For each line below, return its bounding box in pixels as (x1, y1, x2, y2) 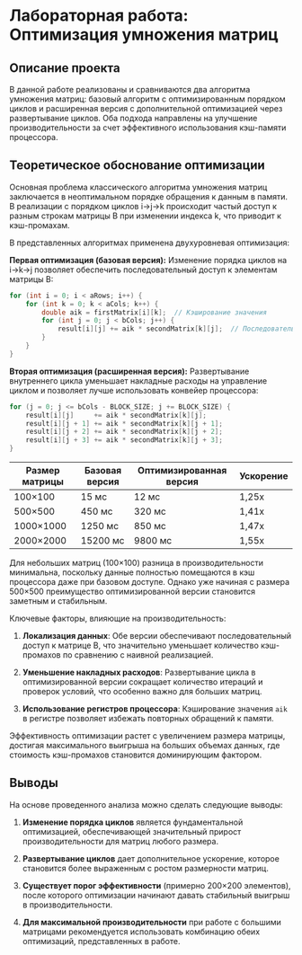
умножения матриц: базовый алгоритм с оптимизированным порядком (9, 93, 286, 104)
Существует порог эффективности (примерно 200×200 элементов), (22, 880, 291, 890)
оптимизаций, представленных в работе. (22, 935, 181, 946)
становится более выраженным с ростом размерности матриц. (22, 862, 270, 873)
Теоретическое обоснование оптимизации (9, 158, 265, 173)
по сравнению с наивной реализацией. (62, 650, 214, 660)
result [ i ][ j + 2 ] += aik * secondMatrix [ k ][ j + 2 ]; (25, 428, 223, 437)
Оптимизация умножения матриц (9, 24, 279, 45)
